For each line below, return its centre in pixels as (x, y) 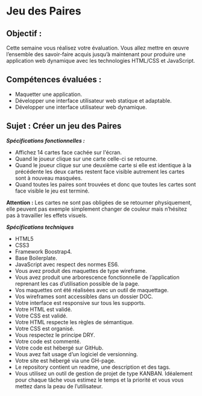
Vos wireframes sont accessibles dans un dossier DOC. (84, 296)
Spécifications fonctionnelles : (46, 141)
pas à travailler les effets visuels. (47, 215)
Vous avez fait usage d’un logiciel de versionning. (77, 354)
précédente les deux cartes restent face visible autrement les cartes (100, 171)
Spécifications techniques (40, 227)
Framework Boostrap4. (43, 251)
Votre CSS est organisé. (45, 328)
